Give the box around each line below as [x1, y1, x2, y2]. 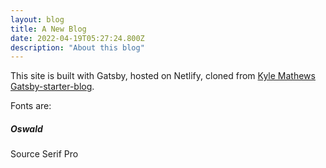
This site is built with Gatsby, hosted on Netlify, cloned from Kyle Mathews [10, 70, 316, 82]
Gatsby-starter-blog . [10, 81, 95, 93]
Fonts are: [10, 100, 52, 112]
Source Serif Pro [10, 148, 79, 160]
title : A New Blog [10, 24, 87, 34]
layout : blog [10, 14, 65, 25]
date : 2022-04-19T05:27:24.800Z [10, 33, 145, 43]
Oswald [10, 122, 43, 135]
